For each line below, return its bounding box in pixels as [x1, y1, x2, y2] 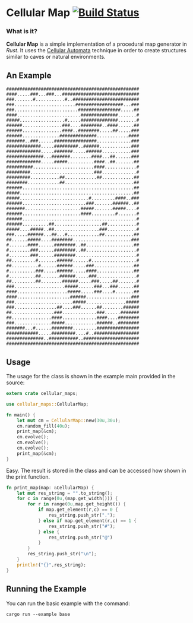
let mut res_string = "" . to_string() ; [17, 490, 113, 496]
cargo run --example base [6, 611, 70, 617]
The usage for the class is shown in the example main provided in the [6, 373, 176, 380]
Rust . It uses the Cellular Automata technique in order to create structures [6, 47, 187, 54]
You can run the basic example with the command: [6, 600, 131, 607]
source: [6, 379, 25, 386]
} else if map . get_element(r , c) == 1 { [37, 517, 137, 524]
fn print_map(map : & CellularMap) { [6, 485, 94, 491]
